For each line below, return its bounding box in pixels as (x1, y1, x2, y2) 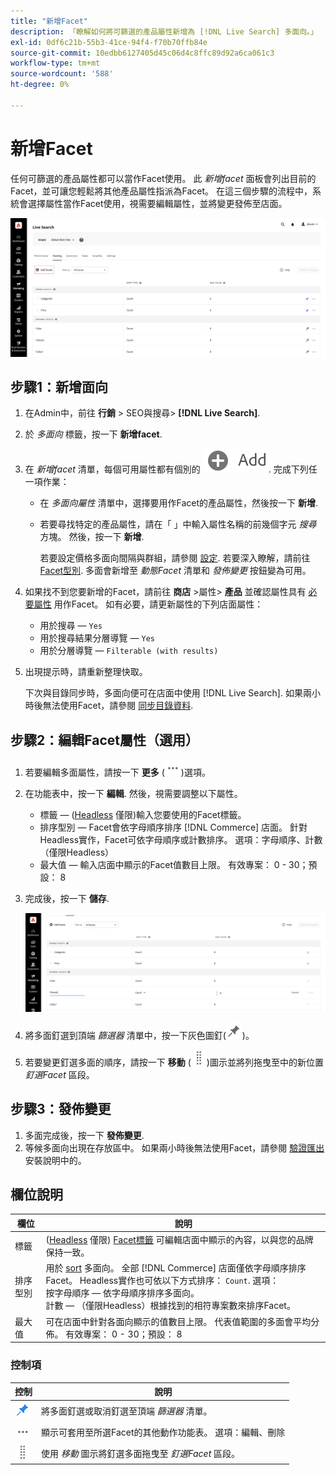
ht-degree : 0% (10, 80, 70, 90)
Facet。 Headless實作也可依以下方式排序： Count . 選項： (45, 1275, 280, 1287)
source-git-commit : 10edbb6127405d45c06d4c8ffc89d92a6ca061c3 (10, 48, 275, 58)
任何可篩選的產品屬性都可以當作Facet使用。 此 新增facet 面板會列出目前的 (10, 172, 317, 184)
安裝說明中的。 (24, 1154, 87, 1166)
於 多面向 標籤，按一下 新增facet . (24, 428, 163, 440)
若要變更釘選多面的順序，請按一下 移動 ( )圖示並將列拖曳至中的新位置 (24, 1056, 324, 1068)
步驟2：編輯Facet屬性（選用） (10, 731, 199, 749)
